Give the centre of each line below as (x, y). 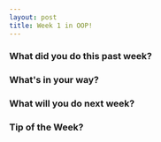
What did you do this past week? (80, 56)
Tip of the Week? (46, 127)
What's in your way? (54, 80)
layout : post (33, 17)
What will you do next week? (72, 104)
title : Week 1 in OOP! (51, 26)
